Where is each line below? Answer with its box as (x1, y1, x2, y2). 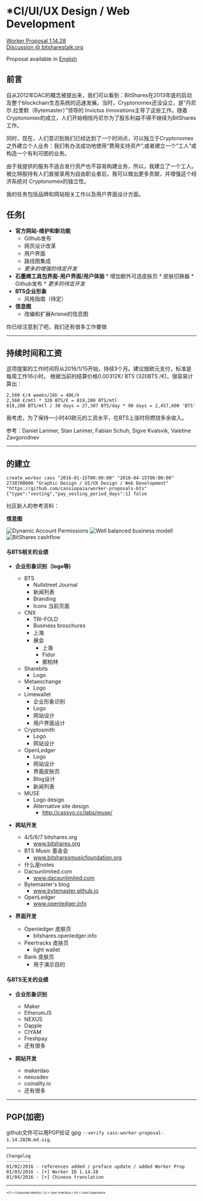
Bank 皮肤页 (24, 953, 54, 960)
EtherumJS (24, 1009, 52, 1016)
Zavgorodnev (6, 434, 40, 441)
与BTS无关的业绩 (6, 976, 48, 983)
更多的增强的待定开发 (24, 265, 77, 272)
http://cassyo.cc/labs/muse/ (42, 809, 113, 817)
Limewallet (24, 691, 51, 698)
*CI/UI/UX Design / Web (6, 4, 130, 18)
